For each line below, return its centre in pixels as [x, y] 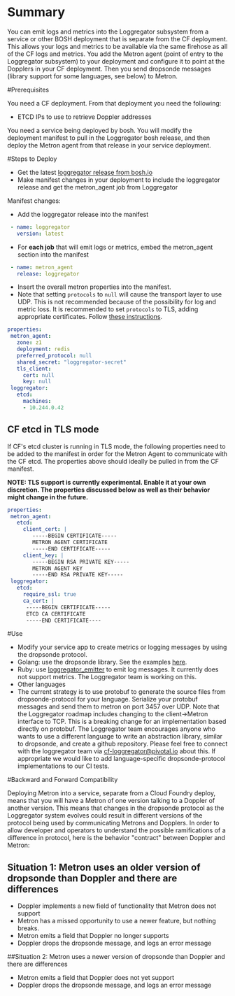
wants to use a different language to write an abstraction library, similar [120, 737]
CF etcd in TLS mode [53, 430]
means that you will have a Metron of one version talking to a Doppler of [111, 801]
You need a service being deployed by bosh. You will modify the [100, 130]
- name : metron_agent [42, 267]
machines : [37, 401]
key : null [37, 382]
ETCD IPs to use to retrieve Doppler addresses [84, 117]
